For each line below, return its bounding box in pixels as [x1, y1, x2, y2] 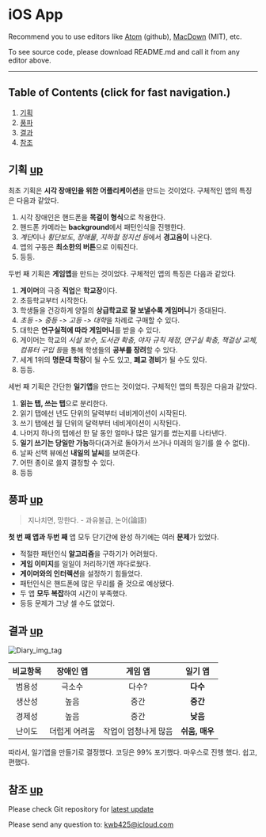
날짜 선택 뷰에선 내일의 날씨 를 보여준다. [19, 447, 140, 457]
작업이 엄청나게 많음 [102, 726, 173, 737]
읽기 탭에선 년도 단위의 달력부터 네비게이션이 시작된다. [19, 408, 188, 417]
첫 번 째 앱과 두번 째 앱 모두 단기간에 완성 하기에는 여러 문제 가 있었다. [8, 532, 219, 542]
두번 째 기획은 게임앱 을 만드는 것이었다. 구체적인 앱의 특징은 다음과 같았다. [8, 268, 236, 278]
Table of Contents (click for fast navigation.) [8, 86, 231, 100]
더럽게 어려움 [48, 726, 96, 737]
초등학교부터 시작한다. [19, 295, 89, 305]
